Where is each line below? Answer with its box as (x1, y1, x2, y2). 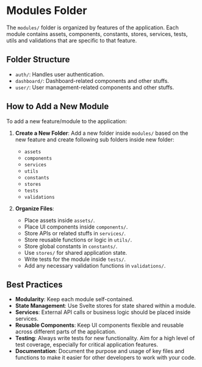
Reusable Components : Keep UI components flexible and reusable (15, 321, 184, 329)
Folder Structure (6, 54, 70, 65)
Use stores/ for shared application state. (24, 249, 128, 256)
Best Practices (6, 279, 63, 290)
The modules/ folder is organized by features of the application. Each (6, 24, 179, 31)
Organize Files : (15, 205, 54, 212)
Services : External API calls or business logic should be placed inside (15, 308, 191, 316)
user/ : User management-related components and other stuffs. (15, 84, 175, 91)
